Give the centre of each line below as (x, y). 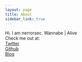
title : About (19, 14)
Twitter (12, 44)
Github (12, 49)
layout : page (19, 10)
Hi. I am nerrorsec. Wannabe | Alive (41, 33)
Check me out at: (23, 38)
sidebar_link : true (25, 19)
